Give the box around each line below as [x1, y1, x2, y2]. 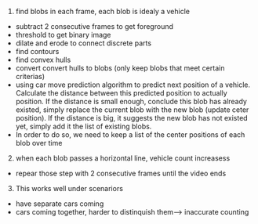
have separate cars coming [15, 199, 104, 208]
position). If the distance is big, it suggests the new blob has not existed [15, 114, 249, 122]
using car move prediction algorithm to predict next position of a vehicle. [15, 80, 251, 89]
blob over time [15, 139, 63, 147]
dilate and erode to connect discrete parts [15, 38, 151, 48]
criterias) [15, 72, 45, 81]
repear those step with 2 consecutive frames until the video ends [15, 168, 227, 178]
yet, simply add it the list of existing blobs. [15, 121, 152, 131]
